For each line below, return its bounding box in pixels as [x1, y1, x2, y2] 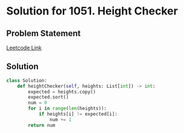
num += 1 [49, 116, 71, 123]
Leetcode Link [6, 44, 42, 51]
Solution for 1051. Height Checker [6, 4, 179, 18]
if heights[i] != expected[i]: [38, 111, 118, 117]
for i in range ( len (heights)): [28, 105, 107, 112]
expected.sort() [28, 94, 69, 101]
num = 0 [28, 100, 47, 106]
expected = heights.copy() [28, 88, 96, 94]
